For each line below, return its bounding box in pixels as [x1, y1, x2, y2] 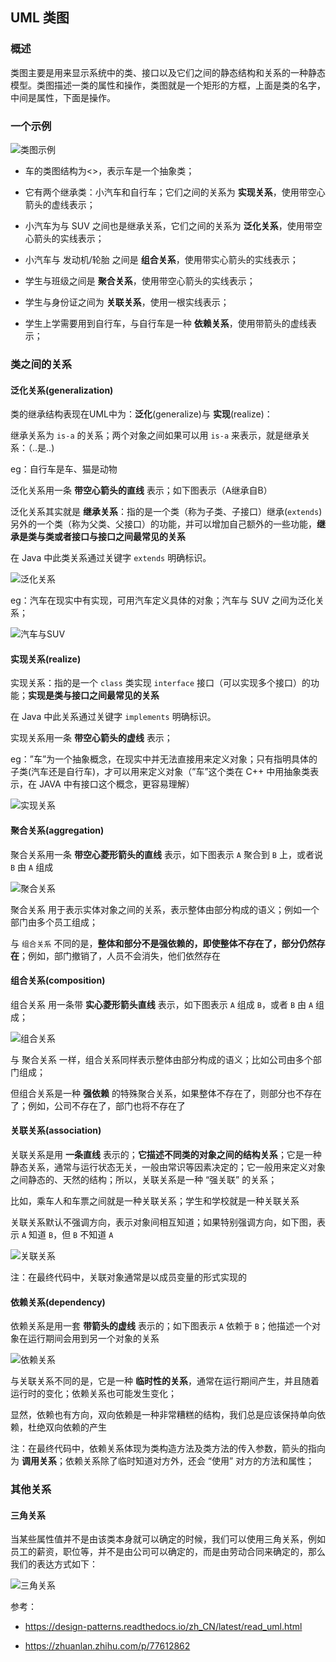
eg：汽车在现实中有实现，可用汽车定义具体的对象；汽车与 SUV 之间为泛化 [10, 594, 316, 607]
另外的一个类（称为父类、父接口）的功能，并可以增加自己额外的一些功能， [10, 518, 317, 530]
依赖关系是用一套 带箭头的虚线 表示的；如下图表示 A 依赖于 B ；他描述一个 [10, 1320, 313, 1332]
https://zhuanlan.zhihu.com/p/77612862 [24, 1640, 191, 1652]
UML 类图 [10, 9, 70, 27]
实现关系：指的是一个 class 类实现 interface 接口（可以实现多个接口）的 [10, 677, 311, 689]
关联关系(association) [10, 1124, 102, 1137]
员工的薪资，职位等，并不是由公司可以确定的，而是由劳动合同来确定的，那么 [10, 1546, 326, 1558]
